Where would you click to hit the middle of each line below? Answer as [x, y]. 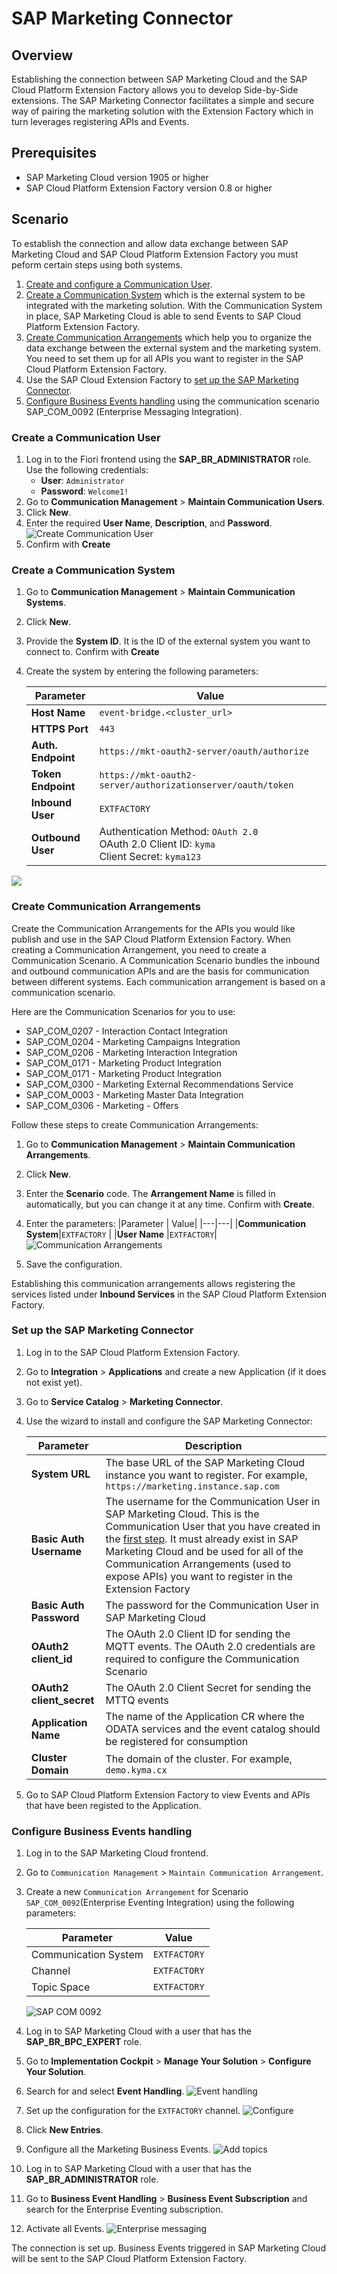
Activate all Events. [65, 2229]
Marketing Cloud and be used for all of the [204, 1551]
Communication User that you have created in [213, 1526]
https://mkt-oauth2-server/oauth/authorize [204, 751]
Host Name [58, 713]
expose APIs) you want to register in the [199, 1576]
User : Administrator [82, 480]
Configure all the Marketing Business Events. [118, 2149]
